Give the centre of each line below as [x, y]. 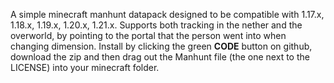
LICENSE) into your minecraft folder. [85, 67]
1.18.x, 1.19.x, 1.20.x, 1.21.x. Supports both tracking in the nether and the [156, 25]
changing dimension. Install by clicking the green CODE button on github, [161, 46]
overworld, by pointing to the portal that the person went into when [148, 35]
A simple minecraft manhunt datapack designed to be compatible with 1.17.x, [167, 14]
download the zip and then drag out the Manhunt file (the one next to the [160, 57]
